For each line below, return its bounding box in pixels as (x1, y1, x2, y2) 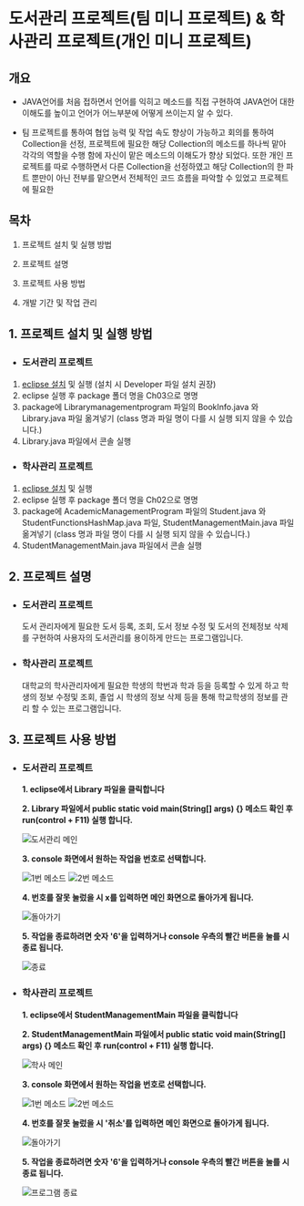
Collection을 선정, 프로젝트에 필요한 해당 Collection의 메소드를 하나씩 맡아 (21, 139, 287, 149)
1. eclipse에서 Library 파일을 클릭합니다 (21, 784, 165, 795)
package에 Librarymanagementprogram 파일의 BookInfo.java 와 (21, 401, 259, 412)
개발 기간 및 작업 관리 (21, 297, 97, 308)
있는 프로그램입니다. (50, 703, 122, 714)
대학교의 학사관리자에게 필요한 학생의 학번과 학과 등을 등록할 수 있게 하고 (21, 680, 279, 691)
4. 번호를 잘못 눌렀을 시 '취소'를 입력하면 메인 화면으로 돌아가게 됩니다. (21, 1118, 269, 1129)
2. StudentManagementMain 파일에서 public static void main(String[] (21, 1028, 286, 1039)
